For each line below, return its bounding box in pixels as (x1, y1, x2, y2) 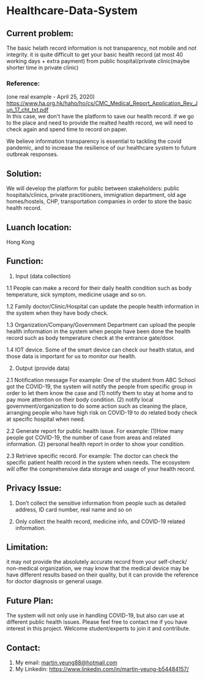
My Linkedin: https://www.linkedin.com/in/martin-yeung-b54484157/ (15, 665, 189, 672)
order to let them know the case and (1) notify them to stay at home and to (6, 389, 193, 396)
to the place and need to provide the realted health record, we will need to (6, 119, 193, 126)
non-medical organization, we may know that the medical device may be (6, 565, 190, 572)
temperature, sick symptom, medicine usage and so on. (6, 291, 147, 298)
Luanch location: (6, 222, 72, 232)
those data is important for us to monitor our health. (6, 352, 136, 359)
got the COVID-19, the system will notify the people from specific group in (6, 383, 193, 390)
